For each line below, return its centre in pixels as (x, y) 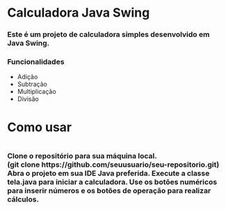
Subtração (32, 84)
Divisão (28, 99)
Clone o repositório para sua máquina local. (82, 156)
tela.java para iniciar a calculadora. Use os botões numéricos (112, 182)
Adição (27, 77)
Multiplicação (37, 92)
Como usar (40, 127)
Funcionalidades (36, 62)
